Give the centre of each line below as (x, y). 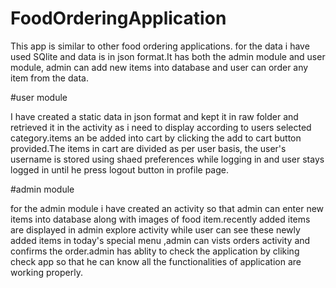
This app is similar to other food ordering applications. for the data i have (160, 46)
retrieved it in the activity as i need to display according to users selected (161, 127)
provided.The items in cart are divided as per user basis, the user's (148, 148)
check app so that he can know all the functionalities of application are (156, 261)
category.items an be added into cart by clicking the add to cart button (156, 138)
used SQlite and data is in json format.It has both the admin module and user (168, 56)
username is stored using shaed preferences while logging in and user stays (167, 159)
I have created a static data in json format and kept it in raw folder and (154, 116)
